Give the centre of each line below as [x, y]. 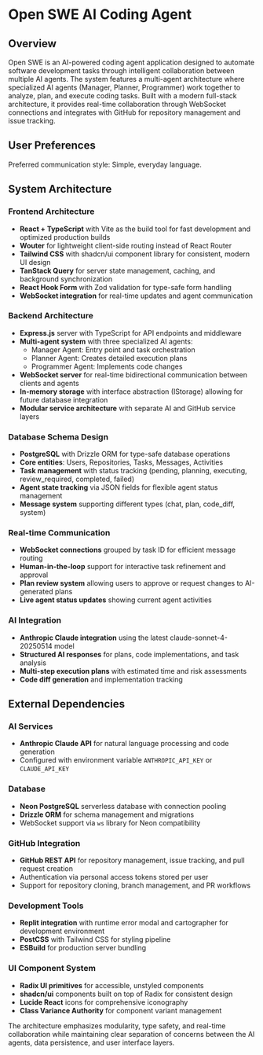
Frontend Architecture [51, 211]
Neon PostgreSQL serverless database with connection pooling [123, 806]
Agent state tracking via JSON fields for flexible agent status [119, 487]
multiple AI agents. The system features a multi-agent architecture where [126, 79]
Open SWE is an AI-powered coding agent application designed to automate [131, 62]
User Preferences [52, 146]
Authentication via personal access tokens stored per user [114, 877]
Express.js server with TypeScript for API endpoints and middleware [130, 333]
